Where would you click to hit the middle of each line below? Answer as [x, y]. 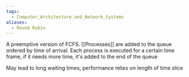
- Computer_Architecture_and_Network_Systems [68, 17]
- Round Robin [28, 28]
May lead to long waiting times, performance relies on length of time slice [94, 68]
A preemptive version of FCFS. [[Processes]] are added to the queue [89, 44]
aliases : [17, 22]
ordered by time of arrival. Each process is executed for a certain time [90, 51]
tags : [13, 11]
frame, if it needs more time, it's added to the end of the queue [82, 57]
